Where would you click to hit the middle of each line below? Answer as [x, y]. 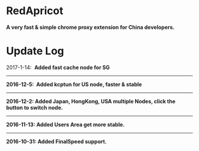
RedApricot [35, 11]
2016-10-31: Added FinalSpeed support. [57, 141]
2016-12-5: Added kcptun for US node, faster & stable [74, 84]
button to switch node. [35, 107]
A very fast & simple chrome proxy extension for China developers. [90, 27]
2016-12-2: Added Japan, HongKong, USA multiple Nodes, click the [91, 101]
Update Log [35, 51]
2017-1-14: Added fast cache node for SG [58, 67]
